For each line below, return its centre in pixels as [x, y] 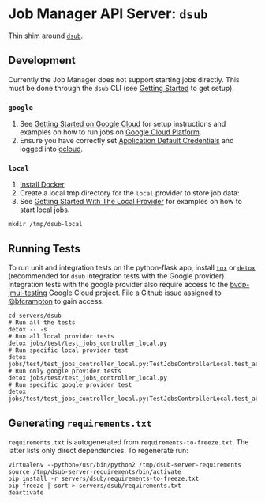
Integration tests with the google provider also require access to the [118, 285]
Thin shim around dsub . [46, 36]
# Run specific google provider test [70, 385]
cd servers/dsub [35, 316]
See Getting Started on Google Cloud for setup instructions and [123, 124]
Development [42, 61]
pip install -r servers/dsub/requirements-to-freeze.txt [104, 478]
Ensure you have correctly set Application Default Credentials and [127, 141]
